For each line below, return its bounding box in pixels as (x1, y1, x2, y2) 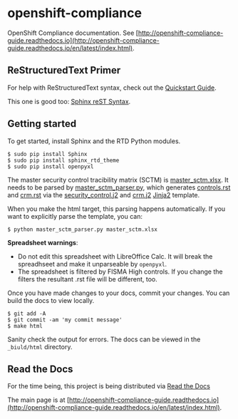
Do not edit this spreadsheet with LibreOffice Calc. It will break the (17, 252, 213, 261)
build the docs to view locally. (7, 296, 95, 304)
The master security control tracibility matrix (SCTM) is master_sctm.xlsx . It (7, 175, 229, 184)
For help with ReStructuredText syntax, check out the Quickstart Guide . (7, 83, 217, 92)
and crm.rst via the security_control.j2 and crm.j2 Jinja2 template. (7, 190, 200, 199)
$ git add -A (7, 310, 46, 317)
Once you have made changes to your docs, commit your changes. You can (7, 289, 230, 297)
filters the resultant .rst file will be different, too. (17, 274, 158, 283)
